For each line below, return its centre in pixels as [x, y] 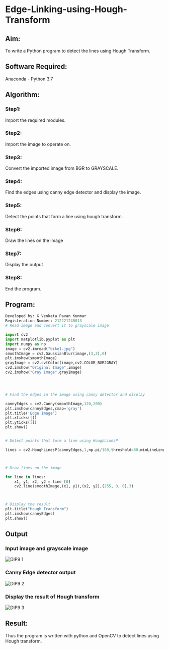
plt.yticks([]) [21, 423]
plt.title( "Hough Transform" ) [37, 509]
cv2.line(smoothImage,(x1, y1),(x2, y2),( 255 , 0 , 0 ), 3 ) [74, 486]
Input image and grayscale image [47, 548]
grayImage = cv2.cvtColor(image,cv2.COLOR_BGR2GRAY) [62, 363]
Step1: [13, 109]
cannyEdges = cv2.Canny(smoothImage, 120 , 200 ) [54, 404]
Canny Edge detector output [40, 573]
